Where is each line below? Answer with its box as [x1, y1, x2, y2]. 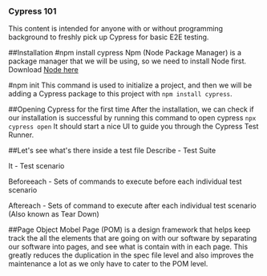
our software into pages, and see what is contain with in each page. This [8, 242, 249, 252]
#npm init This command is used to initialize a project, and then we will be [8, 80, 253, 90]
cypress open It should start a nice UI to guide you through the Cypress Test [8, 122, 259, 132]
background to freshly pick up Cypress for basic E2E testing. [8, 32, 209, 42]
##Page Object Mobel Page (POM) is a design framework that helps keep [8, 225, 251, 234]
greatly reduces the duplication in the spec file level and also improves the [8, 250, 254, 260]
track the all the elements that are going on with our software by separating [8, 233, 257, 243]
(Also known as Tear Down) [8, 209, 100, 219]
